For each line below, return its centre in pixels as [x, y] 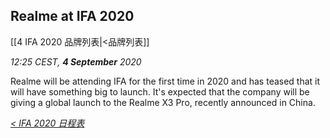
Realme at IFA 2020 [72, 16]
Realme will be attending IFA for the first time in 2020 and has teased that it [165, 81]
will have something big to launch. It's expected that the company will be [160, 91]
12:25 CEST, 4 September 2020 [76, 61]
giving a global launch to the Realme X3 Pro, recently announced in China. [163, 102]
